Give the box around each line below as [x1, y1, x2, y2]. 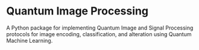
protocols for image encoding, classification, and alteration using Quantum [6, 30, 192, 37]
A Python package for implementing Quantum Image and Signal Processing [6, 24, 194, 31]
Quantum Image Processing [6, 4, 149, 18]
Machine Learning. [6, 37, 53, 44]
